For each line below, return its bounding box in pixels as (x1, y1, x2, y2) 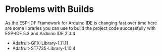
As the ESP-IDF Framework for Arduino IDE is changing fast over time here (5, 20, 157, 26)
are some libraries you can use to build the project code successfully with (5, 25, 156, 31)
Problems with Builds (5, 3, 94, 15)
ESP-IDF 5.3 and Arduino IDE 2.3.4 (5, 30, 76, 36)
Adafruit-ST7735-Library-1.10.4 (12, 45, 76, 51)
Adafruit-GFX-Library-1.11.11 (12, 40, 68, 46)
